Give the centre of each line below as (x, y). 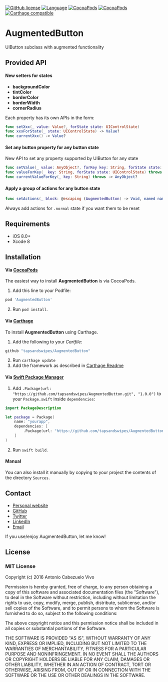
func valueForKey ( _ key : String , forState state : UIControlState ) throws (84, 172)
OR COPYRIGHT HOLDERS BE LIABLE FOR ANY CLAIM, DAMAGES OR (77, 659)
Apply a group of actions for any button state (53, 188)
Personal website (30, 505)
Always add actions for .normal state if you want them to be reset (72, 208)
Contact (18, 493)
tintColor (22, 92)
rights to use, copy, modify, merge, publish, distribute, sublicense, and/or (80, 603)
